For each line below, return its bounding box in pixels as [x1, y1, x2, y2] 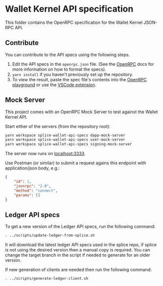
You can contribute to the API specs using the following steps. [5, 52, 130, 57]
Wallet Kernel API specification [5, 3, 134, 15]
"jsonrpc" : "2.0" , [14, 183, 51, 188]
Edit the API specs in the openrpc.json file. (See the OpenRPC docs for [12, 61, 154, 67]
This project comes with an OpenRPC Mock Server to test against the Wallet [5, 108, 158, 115]
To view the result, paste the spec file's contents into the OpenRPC [12, 76, 147, 82]
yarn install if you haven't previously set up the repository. [12, 71, 133, 77]
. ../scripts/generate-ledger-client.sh [5, 276, 89, 281]
